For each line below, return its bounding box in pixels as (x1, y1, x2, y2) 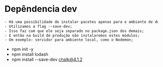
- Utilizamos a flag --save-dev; (4, 24, 72, 29)
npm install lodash (11, 51, 49, 57)
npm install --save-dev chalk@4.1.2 (11, 57, 83, 63)
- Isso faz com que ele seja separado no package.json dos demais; (4, 28, 145, 33)
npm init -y (11, 46, 34, 52)
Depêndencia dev (4, 3, 77, 15)
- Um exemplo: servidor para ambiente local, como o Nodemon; (4, 37, 133, 42)
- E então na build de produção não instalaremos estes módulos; (4, 33, 140, 38)
